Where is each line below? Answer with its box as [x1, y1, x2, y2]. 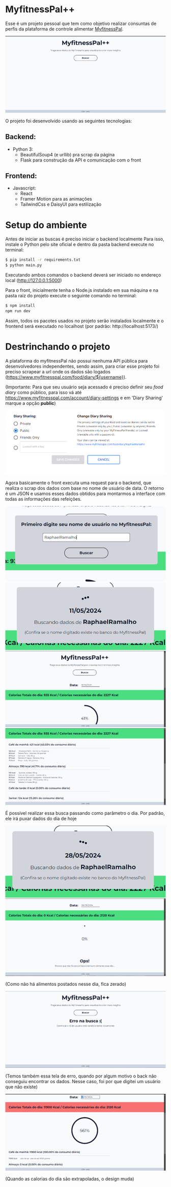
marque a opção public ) [5, 400, 56, 406]
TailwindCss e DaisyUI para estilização [20, 201, 102, 207]
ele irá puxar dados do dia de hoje [5, 816, 77, 822]
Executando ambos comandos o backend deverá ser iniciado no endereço [5, 272, 161, 278]
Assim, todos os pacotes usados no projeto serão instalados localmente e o [5, 317, 164, 324]
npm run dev [5, 309, 31, 314]
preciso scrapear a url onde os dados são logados [5, 368, 111, 375]
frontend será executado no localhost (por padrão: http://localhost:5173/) [5, 323, 159, 329]
